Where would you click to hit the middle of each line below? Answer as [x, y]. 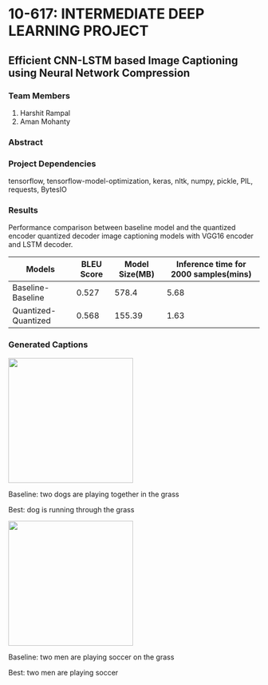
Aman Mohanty [45, 121]
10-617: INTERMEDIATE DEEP [106, 14]
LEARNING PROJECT [79, 31]
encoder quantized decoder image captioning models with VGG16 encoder [131, 236]
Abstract [26, 142]
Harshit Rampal [45, 113]
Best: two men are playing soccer [63, 672]
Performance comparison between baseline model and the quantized [122, 228]
